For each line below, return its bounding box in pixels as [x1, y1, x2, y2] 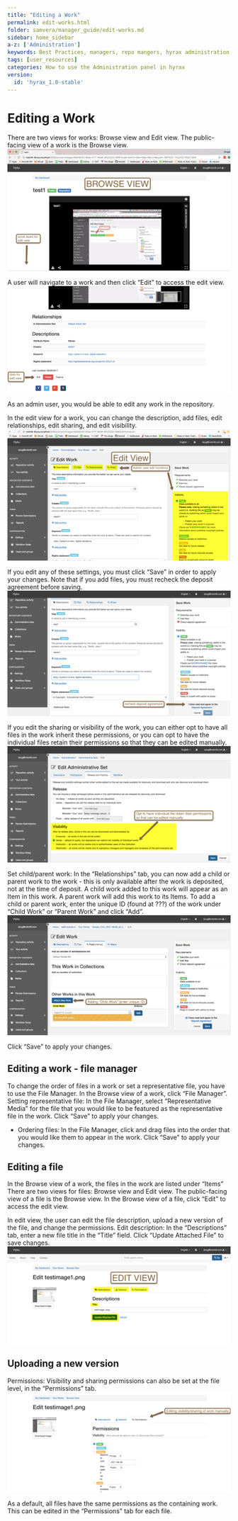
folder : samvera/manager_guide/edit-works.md [7, 26, 144, 33]
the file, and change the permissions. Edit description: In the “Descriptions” [7, 1223, 227, 1232]
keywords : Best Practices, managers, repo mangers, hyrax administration [7, 49, 230, 56]
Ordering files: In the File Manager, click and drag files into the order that [17, 1125, 230, 1133]
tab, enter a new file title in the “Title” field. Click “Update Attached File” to [7, 1231, 225, 1240]
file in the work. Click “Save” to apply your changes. [7, 1112, 159, 1120]
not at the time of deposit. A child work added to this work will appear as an [7, 885, 228, 893]
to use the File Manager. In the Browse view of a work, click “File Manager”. [7, 1089, 228, 1097]
